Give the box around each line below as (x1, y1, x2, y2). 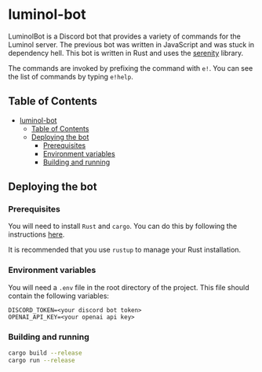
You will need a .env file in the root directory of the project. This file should (8, 282, 249, 292)
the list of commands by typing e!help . (8, 72, 133, 81)
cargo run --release (8, 356, 76, 364)
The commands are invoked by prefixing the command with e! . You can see (8, 63, 253, 72)
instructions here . (8, 230, 65, 239)
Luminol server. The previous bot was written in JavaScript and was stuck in (8, 39, 255, 49)
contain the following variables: (8, 291, 110, 300)
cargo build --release (8, 349, 82, 357)
